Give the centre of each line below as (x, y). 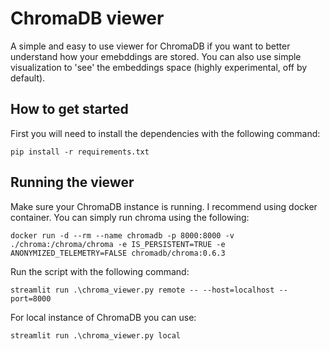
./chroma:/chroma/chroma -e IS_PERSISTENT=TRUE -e (118, 244)
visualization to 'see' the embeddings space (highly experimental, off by (159, 67)
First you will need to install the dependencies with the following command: (165, 133)
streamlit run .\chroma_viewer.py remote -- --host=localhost (142, 290)
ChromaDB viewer (87, 18)
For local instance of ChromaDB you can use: (103, 317)
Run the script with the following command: (100, 271)
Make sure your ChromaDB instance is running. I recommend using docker (164, 206)
